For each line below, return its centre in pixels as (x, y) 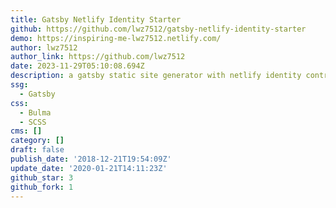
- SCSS (33, 122)
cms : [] (26, 131)
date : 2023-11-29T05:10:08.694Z (77, 66)
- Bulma (35, 112)
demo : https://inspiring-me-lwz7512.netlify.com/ (116, 38)
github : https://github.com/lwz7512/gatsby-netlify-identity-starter (158, 29)
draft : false (37, 150)
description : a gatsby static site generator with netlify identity (156, 76)
